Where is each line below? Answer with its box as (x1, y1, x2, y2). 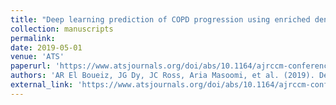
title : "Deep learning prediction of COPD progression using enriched (10, 14, 311, 25)
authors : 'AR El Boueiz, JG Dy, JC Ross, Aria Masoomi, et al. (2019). (10, 71, 315, 81)
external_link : (10, 80, 74, 90)
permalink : (10, 33, 56, 43)
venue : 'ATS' (10, 52, 65, 62)
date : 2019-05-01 (10, 42, 83, 53)
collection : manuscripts (10, 24, 114, 34)
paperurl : (10, 61, 52, 71)
